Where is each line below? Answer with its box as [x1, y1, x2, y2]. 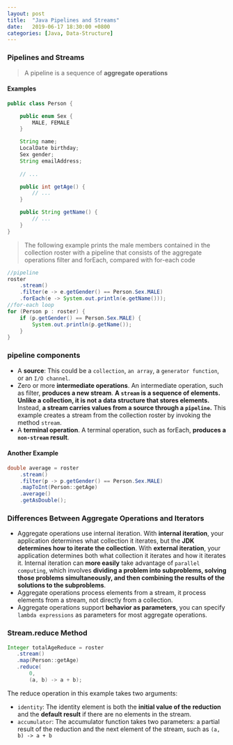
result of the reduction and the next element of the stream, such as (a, [17, 725, 220, 733]
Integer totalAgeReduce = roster [7, 644, 104, 651]
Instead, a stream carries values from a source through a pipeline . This [17, 403, 226, 412]
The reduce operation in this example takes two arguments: [7, 688, 178, 698]
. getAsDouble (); [19, 497, 67, 504]
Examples [7, 84, 37, 93]
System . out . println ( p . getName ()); [32, 321, 132, 328]
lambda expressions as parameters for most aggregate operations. [17, 611, 207, 619]
